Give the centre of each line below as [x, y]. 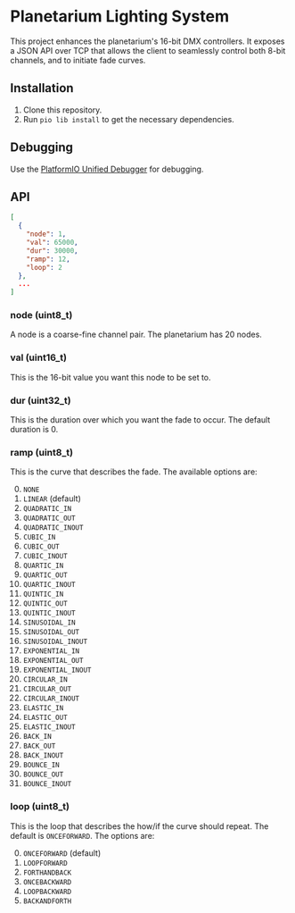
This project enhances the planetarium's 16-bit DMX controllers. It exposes [147, 41]
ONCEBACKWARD [47, 882]
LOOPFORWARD [45, 863]
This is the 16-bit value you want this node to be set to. [111, 377]
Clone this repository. [62, 110]
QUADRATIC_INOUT [53, 528]
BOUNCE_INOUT [47, 784]
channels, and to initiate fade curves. [78, 60]
